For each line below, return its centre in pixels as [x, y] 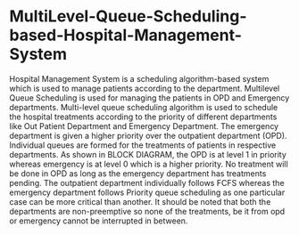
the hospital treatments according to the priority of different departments [143, 117]
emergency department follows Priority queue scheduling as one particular [147, 192]
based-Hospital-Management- [126, 35]
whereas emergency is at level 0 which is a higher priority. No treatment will [149, 164]
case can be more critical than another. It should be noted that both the [140, 201]
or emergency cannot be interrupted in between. [99, 221]
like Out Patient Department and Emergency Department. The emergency [144, 126]
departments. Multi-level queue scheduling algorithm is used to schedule [144, 107]
